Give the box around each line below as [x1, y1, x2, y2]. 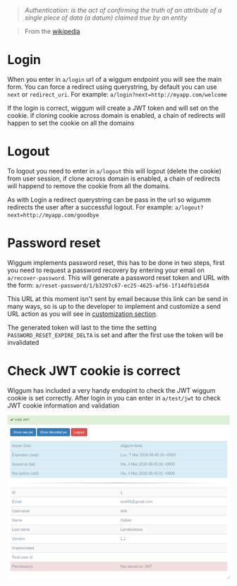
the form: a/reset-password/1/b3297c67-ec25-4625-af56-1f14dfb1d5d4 [7, 281, 209, 289]
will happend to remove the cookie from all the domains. [7, 181, 171, 190]
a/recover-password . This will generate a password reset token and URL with [7, 273, 230, 281]
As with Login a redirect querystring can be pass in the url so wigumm [7, 195, 212, 204]
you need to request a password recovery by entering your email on [7, 266, 205, 274]
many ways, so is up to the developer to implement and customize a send [7, 302, 221, 310]
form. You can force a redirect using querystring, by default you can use [7, 83, 217, 91]
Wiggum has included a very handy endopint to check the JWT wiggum [7, 386, 216, 394]
